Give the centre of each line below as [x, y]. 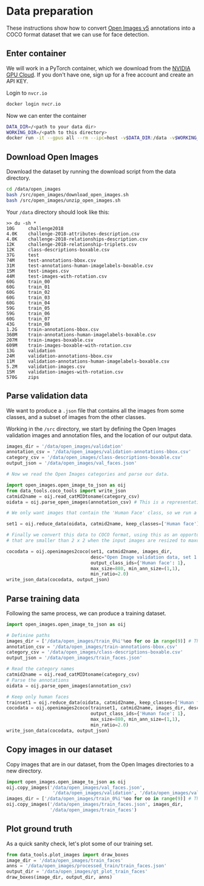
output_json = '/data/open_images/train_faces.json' [74, 658]
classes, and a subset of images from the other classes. [76, 417]
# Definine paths [28, 635]
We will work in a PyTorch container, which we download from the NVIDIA [98, 68]
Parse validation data [47, 396]
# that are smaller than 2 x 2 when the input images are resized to [96, 540]
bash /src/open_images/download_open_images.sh [68, 195]
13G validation [31, 350]
